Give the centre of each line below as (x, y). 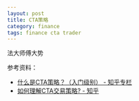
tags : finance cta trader (44, 33)
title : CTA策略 (28, 20)
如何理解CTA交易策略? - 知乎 (58, 91)
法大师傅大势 (25, 53)
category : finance (33, 26)
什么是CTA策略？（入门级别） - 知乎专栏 (74, 82)
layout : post (26, 13)
